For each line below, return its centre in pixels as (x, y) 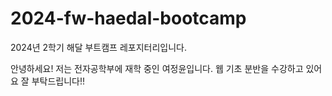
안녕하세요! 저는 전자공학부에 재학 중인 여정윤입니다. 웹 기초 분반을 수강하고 (157, 68)
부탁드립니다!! (58, 81)
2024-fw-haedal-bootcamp (128, 18)
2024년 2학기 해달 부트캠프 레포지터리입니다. (99, 47)
